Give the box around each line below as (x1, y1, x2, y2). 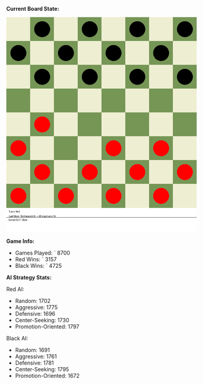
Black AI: (6, 335, 28, 342)
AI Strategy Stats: (6, 274, 52, 281)
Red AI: (6, 285, 24, 293)
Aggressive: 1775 (14, 304, 58, 311)
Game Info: (6, 238, 35, 244)
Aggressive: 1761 (14, 353, 57, 360)
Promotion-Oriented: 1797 (14, 323, 80, 330)
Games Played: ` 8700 (14, 249, 71, 256)
